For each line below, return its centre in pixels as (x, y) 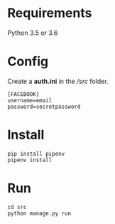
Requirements (50, 13)
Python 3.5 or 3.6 (33, 33)
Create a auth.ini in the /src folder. (58, 81)
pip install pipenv (36, 154)
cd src (17, 207)
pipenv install (30, 160)
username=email (30, 100)
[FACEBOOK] (23, 94)
